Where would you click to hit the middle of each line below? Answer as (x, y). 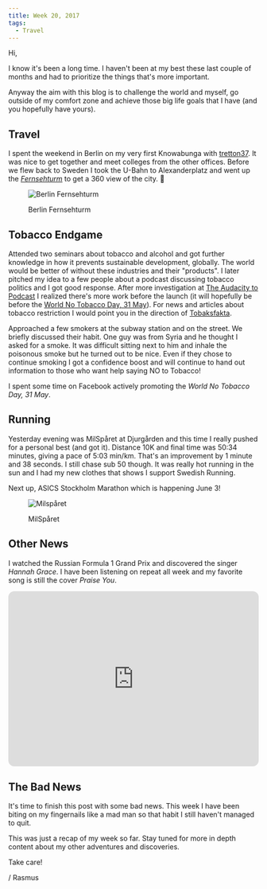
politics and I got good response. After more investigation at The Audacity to (133, 288)
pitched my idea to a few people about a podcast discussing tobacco (121, 279)
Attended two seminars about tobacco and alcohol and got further (116, 254)
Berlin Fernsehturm (60, 210)
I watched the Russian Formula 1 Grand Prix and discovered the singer (123, 563)
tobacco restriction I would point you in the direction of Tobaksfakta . (120, 313)
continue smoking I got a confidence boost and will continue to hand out (127, 362)
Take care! (25, 862)
